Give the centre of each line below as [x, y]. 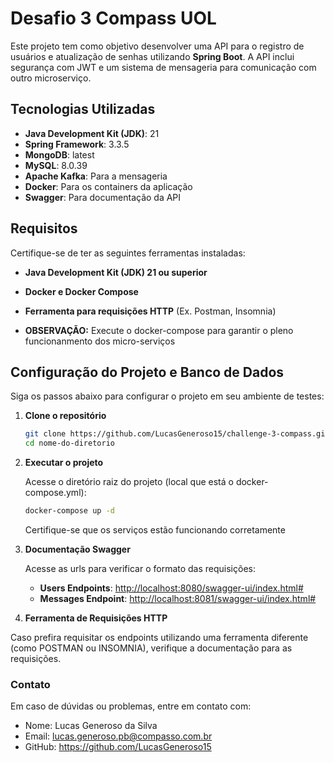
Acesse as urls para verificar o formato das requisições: [140, 568]
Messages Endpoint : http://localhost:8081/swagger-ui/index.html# [178, 598]
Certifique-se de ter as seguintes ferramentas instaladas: [128, 253]
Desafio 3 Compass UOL [113, 18]
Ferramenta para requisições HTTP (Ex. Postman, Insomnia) [150, 311]
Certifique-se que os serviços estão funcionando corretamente [155, 530]
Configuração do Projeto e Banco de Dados [147, 372]
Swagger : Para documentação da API [103, 197]
